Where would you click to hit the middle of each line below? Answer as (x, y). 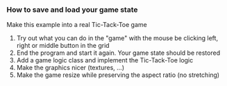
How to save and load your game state (72, 10)
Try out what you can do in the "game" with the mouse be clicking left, (117, 38)
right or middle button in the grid (63, 46)
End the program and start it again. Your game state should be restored (118, 53)
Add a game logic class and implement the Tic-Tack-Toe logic (105, 60)
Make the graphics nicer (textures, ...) (70, 68)
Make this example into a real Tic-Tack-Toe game (77, 25)
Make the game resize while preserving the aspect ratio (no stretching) (118, 75)
